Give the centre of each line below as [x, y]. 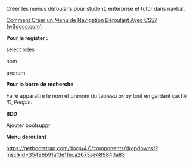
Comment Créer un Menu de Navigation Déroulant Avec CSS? [82, 20]
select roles [20, 49]
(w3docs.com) [24, 27]
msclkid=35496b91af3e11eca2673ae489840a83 [66, 155]
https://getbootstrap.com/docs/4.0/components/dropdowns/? [82, 148]
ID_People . [19, 102]
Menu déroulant [26, 137]
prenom [16, 73]
